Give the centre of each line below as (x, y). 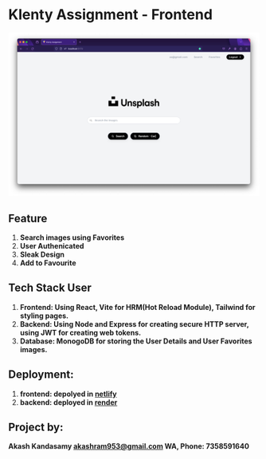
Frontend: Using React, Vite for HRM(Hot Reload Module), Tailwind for (138, 307)
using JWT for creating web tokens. (80, 332)
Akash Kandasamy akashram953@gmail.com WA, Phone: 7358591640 (129, 446)
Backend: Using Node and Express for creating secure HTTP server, (134, 324)
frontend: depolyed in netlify (68, 394)
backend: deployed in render (68, 402)
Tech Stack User (50, 288)
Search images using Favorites (72, 237)
